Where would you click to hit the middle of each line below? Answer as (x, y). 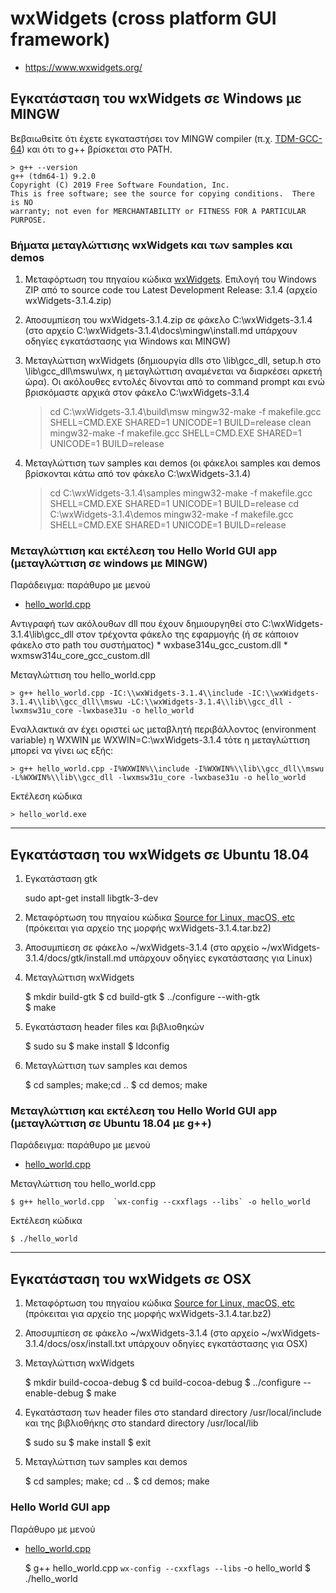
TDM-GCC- (298, 138)
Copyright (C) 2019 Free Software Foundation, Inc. (120, 185)
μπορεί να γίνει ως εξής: (62, 751)
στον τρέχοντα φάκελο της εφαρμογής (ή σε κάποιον (187, 634)
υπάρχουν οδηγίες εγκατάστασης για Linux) (220, 958)
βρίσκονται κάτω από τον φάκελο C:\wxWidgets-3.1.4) (138, 474)
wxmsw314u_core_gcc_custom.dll (80, 656)
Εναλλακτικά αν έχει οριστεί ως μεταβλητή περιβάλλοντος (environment (163, 729)
